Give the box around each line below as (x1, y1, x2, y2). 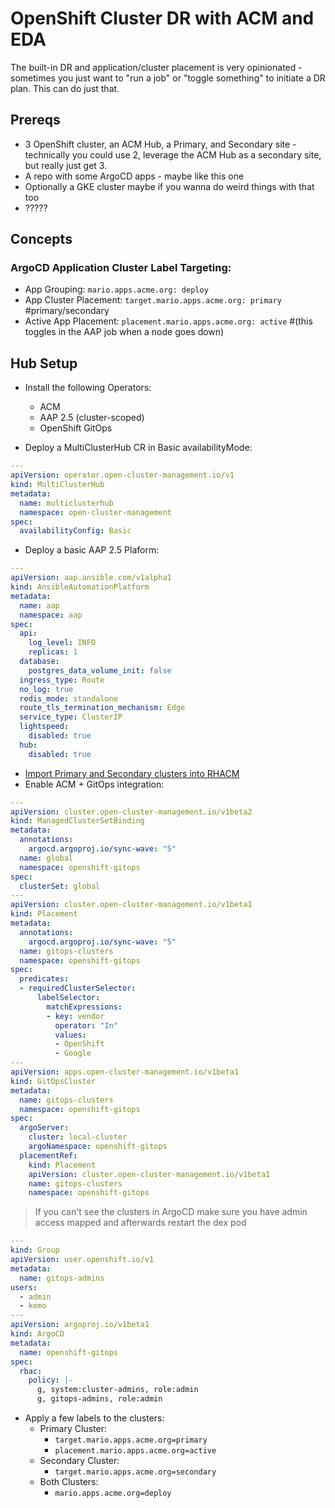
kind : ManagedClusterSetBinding (10, 816, 145, 826)
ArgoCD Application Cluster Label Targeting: (10, 261, 232, 275)
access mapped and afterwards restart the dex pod (34, 1217, 247, 1229)
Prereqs (10, 112, 61, 129)
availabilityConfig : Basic (19, 526, 132, 536)
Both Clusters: (39, 1476, 99, 1487)
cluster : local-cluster (28, 1132, 128, 1142)
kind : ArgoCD (10, 1329, 65, 1339)
